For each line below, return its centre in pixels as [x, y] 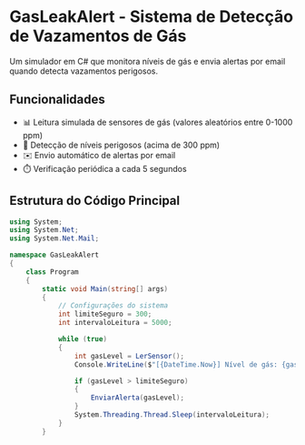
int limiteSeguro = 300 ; [105, 314]
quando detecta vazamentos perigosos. [84, 71]
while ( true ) [82, 339]
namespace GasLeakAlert [54, 255]
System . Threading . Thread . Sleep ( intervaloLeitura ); [172, 415]
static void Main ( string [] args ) [105, 288]
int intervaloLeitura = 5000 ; [115, 323]
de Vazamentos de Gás [98, 36]
